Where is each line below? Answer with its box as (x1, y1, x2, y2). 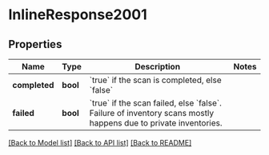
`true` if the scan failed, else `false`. (89, 97, 222, 109)
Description (134, 62, 181, 72)
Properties (8, 38, 62, 51)
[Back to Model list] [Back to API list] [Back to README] (8, 138, 192, 147)
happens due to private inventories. (89, 117, 223, 129)
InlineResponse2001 (8, 6, 148, 24)
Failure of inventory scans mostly (89, 108, 215, 118)
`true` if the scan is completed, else (89, 74, 222, 85)
